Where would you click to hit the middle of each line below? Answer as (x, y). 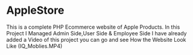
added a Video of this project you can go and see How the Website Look (96, 39)
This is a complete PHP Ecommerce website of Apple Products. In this (93, 27)
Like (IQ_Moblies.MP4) (34, 46)
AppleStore (35, 10)
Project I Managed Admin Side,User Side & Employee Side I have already (96, 33)
